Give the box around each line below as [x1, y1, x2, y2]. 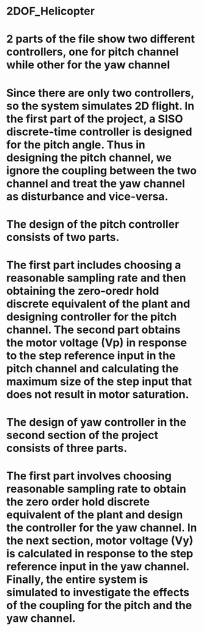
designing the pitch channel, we [6, 150, 172, 164]
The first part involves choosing [6, 469, 172, 483]
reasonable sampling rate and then [6, 271, 187, 284]
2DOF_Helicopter [6, 4, 95, 18]
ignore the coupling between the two [6, 163, 197, 177]
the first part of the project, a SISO [6, 111, 183, 125]
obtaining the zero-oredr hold [6, 284, 160, 298]
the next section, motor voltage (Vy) [6, 534, 194, 548]
